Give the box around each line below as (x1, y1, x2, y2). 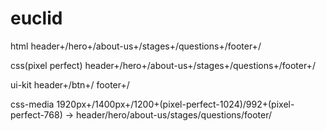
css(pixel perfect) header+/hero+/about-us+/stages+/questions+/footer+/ (10, 59, 316, 71)
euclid (10, 7, 63, 30)
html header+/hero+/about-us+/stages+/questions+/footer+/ (10, 40, 262, 52)
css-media (10, 98, 55, 110)
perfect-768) (10, 108, 63, 121)
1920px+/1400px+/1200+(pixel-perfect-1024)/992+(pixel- (56, 98, 295, 110)
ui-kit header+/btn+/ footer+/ (10, 78, 130, 91)
